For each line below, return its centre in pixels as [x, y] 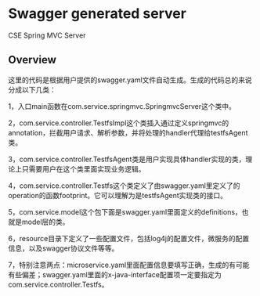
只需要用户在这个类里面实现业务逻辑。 [83, 168]
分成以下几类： [32, 89]
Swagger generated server [97, 14]
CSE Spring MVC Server [47, 35]
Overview [32, 60]
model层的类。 [45, 222]
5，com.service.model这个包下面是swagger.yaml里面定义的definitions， [125, 211]
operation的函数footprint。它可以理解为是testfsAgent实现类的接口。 [118, 195]
